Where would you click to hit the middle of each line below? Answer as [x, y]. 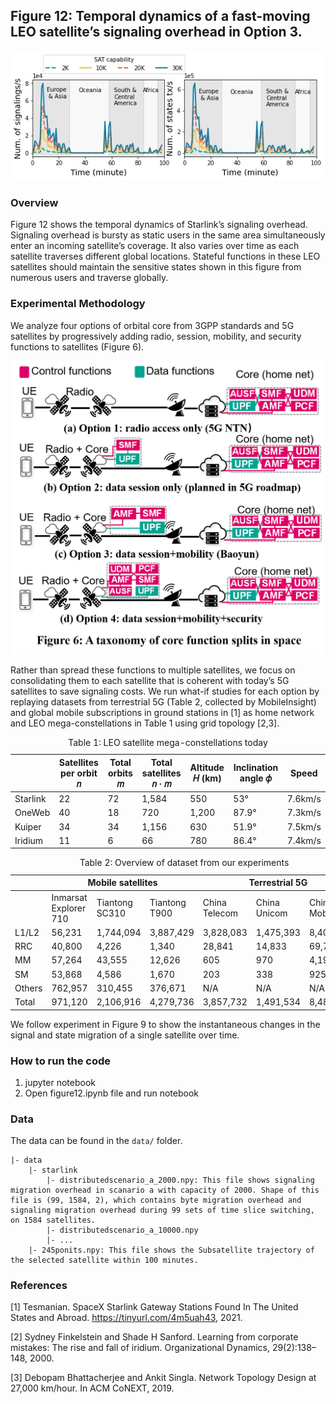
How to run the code [61, 1061]
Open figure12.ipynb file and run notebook [111, 1093]
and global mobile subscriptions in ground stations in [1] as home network [162, 712]
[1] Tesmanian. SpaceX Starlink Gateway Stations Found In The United [154, 1307]
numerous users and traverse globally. [89, 278]
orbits [120, 773]
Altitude [207, 768]
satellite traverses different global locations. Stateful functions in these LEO [165, 256]
